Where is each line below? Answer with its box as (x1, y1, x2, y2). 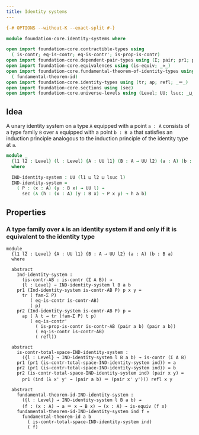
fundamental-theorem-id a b (21, 414, 92, 420)
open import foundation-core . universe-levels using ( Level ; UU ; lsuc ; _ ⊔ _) (6, 90, 197, 96)
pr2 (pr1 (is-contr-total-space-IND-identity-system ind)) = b (17, 365, 176, 370)
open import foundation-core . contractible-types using (6, 46, 145, 52)
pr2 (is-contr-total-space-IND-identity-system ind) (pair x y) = (17, 370, 184, 376)
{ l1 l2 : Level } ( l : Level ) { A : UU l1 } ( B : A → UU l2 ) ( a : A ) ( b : (11, 158, 192, 164)
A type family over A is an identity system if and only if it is (6, 225, 177, 233)
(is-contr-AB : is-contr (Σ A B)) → (21, 276, 113, 283)
